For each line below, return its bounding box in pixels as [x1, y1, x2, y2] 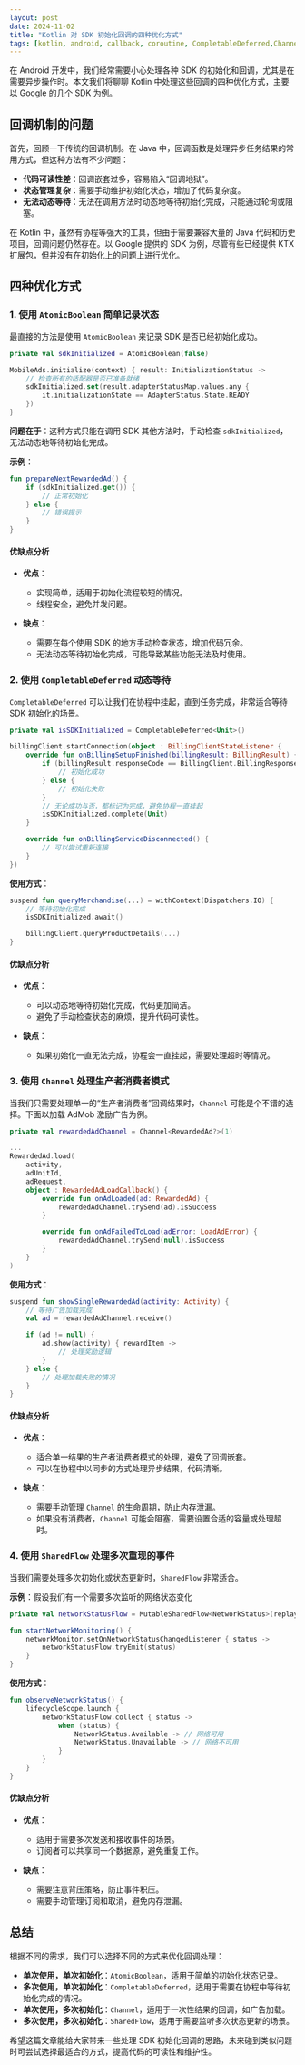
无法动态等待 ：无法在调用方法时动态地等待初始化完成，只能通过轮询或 [22, 197, 286, 208]
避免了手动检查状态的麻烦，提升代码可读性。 [35, 1012, 204, 1022]
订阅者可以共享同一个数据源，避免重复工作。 [35, 1845, 204, 1856]
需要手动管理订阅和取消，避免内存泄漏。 [35, 1895, 188, 1906]
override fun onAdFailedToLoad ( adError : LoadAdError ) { [42, 1227, 258, 1236]
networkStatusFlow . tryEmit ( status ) [42, 1643, 177, 1653]
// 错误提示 [42, 508, 82, 517]
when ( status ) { [57, 1721, 120, 1730]
